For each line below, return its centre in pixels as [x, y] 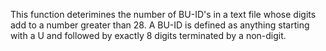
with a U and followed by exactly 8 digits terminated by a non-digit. [148, 35]
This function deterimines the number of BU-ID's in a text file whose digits [163, 14]
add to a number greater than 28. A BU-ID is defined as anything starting [160, 25]
